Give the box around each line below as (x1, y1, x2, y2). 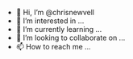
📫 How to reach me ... (15, 42, 91, 51)
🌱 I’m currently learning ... (15, 25, 102, 33)
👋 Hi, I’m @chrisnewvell (15, 8, 95, 17)
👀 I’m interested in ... (15, 16, 85, 26)
